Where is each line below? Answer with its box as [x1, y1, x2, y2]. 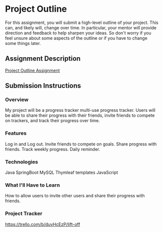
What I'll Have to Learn [5, 182, 60, 189]
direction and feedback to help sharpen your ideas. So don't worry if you [5, 30, 151, 36]
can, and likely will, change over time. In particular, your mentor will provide [5, 24, 157, 30]
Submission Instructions [5, 82, 81, 90]
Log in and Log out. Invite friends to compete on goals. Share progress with [5, 141, 157, 147]
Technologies [5, 158, 38, 165]
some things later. [5, 40, 41, 46]
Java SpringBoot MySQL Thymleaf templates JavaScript [5, 169, 118, 175]
